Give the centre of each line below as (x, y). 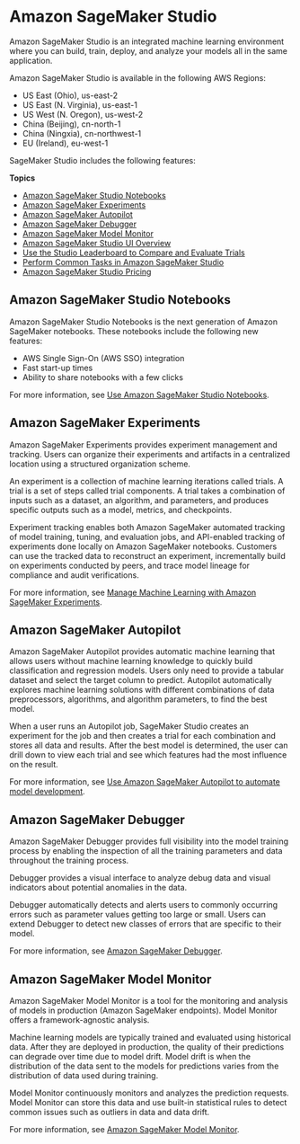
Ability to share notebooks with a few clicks (103, 377)
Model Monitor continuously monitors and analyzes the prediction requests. (149, 1093)
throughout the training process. (69, 861)
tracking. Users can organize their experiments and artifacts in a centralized (150, 454)
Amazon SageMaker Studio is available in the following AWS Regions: (138, 77)
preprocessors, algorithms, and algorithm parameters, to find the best (138, 699)
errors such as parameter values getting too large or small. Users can (138, 915)
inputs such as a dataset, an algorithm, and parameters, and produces (139, 500)
